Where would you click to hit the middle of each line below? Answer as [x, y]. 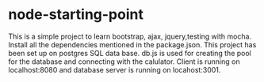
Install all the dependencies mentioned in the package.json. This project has [132, 44]
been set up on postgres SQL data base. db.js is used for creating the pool [130, 53]
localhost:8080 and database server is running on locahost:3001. [115, 69]
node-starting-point [76, 15]
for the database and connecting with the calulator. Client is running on [124, 61]
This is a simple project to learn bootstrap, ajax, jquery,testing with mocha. [130, 36]
